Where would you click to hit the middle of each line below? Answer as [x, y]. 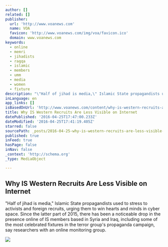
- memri [18, 52]
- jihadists [22, 56]
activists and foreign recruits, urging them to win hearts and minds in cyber [82, 209]
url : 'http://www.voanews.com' [42, 24]
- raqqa [18, 61]
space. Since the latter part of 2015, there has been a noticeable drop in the [83, 214]
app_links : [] [20, 103]
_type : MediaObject [25, 159]
